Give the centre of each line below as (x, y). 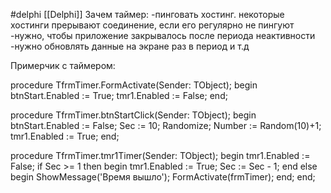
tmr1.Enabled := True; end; (65, 136)
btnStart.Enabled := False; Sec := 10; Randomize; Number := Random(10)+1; (166, 125)
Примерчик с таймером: (63, 65)
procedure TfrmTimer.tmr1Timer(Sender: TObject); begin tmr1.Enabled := (160, 155)
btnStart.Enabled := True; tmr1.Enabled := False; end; (119, 95)
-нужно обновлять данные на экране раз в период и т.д (130, 46)
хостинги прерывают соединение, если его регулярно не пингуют (152, 25)
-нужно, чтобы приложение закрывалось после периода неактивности (163, 35)
